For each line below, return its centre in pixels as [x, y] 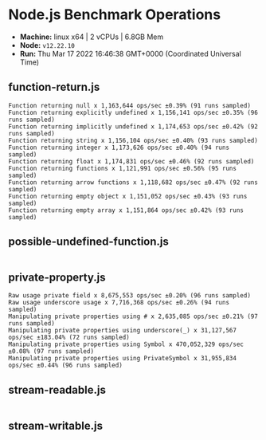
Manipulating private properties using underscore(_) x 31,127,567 [123, 331]
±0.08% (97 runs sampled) [51, 352]
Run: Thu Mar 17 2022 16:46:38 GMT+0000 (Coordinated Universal [130, 53]
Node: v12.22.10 [47, 45]
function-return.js [54, 87]
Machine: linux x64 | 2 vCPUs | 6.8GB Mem [92, 37]
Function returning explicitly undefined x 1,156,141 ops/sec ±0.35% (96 [133, 112]
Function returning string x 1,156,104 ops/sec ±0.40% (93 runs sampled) [133, 140]
